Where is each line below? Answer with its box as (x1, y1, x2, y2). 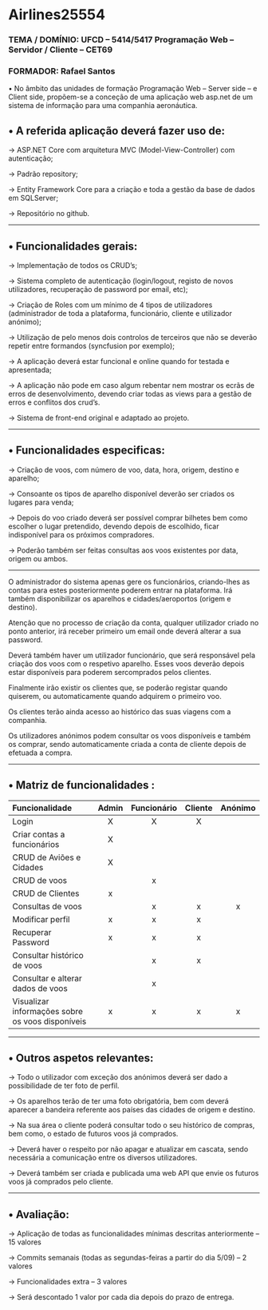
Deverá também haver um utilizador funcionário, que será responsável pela (8, 650, 256, 660)
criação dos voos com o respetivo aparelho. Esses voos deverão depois (8, 658, 245, 669)
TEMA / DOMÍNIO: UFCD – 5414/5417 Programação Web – (8, 34, 235, 46)
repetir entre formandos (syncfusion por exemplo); (8, 341, 175, 351)
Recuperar (12, 926, 52, 937)
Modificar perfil (12, 913, 70, 925)
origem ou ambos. (8, 553, 69, 563)
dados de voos (12, 982, 68, 993)
